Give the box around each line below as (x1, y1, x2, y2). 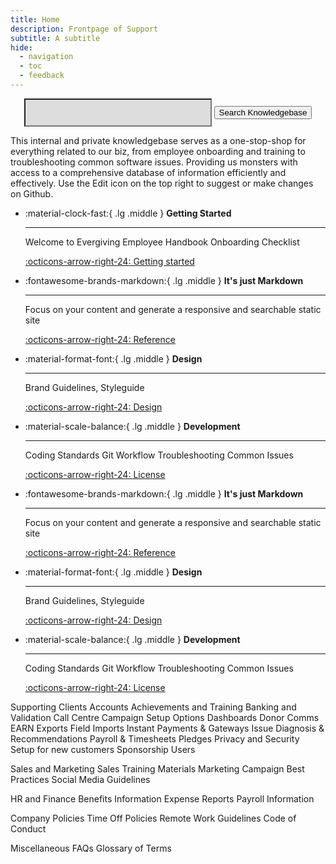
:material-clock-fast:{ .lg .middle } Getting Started (24, 207, 232, 219)
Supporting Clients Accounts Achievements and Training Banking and (10, 701, 297, 713)
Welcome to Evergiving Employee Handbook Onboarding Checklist (24, 236, 300, 248)
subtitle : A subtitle (10, 33, 101, 43)
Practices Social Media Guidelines (10, 773, 151, 785)
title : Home (10, 14, 60, 25)
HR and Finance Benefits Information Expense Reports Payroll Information (10, 792, 315, 805)
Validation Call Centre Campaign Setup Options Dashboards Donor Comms (10, 711, 320, 723)
